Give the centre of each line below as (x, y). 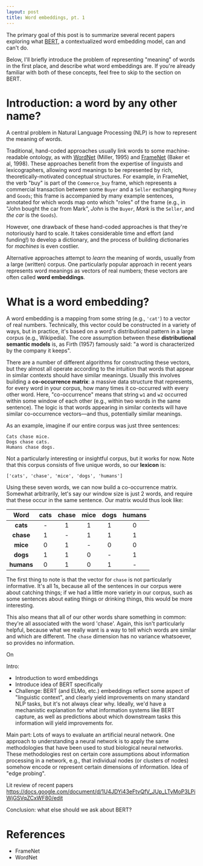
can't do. (17, 48)
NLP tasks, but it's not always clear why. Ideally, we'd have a (90, 704)
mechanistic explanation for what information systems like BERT (95, 710)
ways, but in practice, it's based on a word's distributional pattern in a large (100, 331)
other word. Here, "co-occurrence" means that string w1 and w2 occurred (97, 395)
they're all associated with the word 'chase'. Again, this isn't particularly (95, 624)
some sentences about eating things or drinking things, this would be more (99, 599)
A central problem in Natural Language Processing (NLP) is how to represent (101, 133)
